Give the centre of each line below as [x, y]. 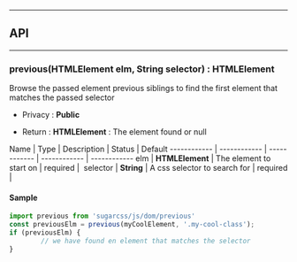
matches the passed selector [62, 97]
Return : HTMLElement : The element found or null [114, 132]
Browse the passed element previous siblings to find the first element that [144, 89]
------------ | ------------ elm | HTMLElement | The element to [156, 158]
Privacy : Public [51, 115]
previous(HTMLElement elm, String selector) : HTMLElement [142, 69]
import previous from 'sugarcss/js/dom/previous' [103, 216]
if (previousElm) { [45, 233]
